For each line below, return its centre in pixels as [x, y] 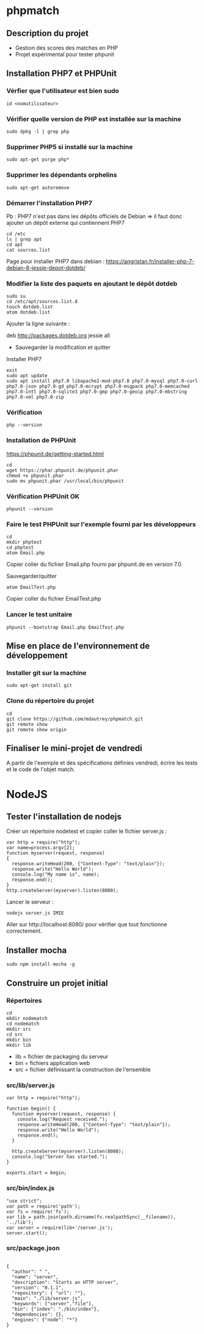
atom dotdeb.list [28, 312]
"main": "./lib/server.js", [48, 1298]
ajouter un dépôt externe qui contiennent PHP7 [66, 222]
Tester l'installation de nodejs [64, 817]
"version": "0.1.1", [38, 1288]
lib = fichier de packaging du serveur [62, 1056]
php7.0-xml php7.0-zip [35, 397]
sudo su [16, 296]
